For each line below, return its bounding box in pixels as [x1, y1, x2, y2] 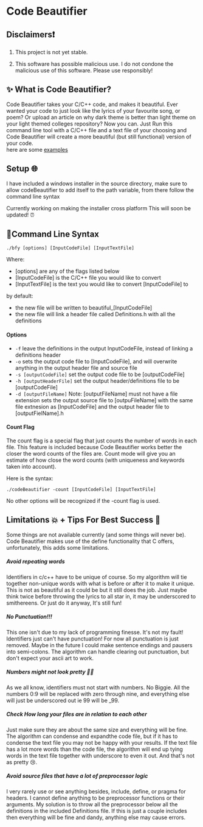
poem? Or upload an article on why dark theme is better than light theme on [6, 113, 196, 121]
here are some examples [6, 146, 68, 153]
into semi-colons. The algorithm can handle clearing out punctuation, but [6, 648, 190, 655]
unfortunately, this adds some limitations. [6, 544, 109, 551]
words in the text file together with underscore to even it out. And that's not [6, 751, 195, 759]
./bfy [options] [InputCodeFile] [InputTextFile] [6, 245, 135, 251]
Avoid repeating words [6, 558, 65, 565]
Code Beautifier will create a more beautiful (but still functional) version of [6, 133, 191, 140]
